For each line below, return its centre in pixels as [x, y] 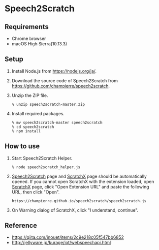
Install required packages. [38, 113]
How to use [22, 146]
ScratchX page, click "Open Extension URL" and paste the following [80, 187]
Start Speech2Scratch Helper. [42, 158]
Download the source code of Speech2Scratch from [65, 80]
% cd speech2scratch [33, 127]
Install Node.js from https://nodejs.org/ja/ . [54, 71]
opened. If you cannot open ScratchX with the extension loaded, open [83, 181]
